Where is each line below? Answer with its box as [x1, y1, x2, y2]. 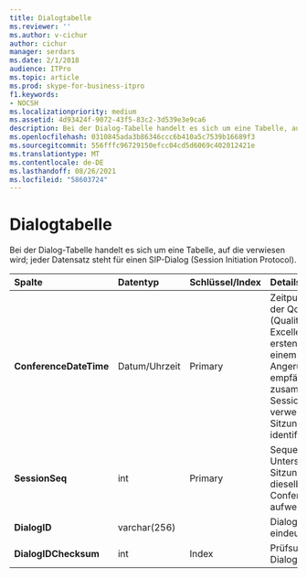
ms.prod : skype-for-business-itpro [9, 81, 145, 91]
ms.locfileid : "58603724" [9, 175, 108, 184]
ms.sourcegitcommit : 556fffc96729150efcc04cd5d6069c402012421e [9, 141, 256, 150]
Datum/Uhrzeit [117, 360, 181, 373]
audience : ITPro [9, 65, 71, 74]
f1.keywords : [9, 90, 59, 99]
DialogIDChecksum [14, 548, 101, 561]
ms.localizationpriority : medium [9, 107, 137, 116]
